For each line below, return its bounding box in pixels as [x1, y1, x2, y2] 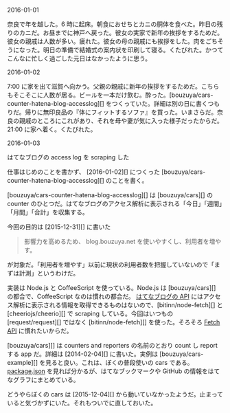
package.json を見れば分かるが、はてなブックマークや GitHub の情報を [7, 367, 208, 375]
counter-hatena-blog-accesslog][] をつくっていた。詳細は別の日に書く [7, 100, 208, 107]
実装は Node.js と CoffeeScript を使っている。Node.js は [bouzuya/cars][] [7, 284, 216, 291]
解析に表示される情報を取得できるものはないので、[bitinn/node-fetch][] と [12, 301, 223, 309]
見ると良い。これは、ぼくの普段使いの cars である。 [45, 359, 194, 366]
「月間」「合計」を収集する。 [7, 208, 89, 216]
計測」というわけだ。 [19, 269, 80, 277]
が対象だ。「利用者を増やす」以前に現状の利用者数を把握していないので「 [7, 260, 215, 269]
